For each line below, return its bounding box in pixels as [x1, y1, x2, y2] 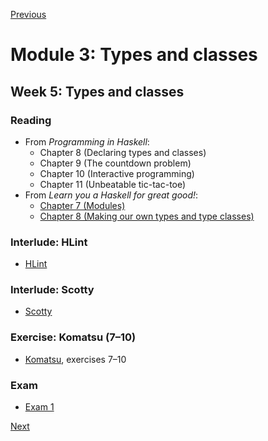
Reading [10, 113, 52, 127]
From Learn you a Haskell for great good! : [24, 189, 199, 201]
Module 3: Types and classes [10, 44, 258, 66]
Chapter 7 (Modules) [39, 199, 126, 211]
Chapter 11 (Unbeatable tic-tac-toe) [39, 178, 187, 190]
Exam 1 [24, 401, 55, 413]
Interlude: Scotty [10, 283, 95, 297]
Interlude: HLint [10, 235, 88, 249]
